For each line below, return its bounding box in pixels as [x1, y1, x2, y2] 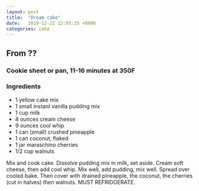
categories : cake [6, 25, 50, 32]
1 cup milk [15, 109, 41, 116]
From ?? [6, 48, 38, 58]
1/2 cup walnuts [15, 147, 54, 155]
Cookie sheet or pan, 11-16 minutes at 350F [6, 66, 135, 74]
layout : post [6, 8, 39, 15]
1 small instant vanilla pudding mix [15, 102, 100, 109]
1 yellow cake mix [15, 96, 59, 103]
